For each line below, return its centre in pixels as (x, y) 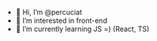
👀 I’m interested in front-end (62, 20)
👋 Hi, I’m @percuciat (49, 12)
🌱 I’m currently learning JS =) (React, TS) (82, 29)
